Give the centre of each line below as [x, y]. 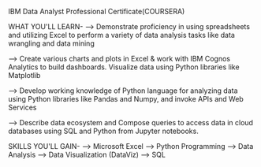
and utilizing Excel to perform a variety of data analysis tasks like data [121, 35]
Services [22, 107]
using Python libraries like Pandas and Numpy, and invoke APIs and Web [126, 99]
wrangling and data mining [51, 43]
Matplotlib [24, 75]
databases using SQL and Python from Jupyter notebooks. [103, 131]
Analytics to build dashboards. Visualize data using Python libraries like [124, 67]
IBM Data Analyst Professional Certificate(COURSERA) [97, 11]
